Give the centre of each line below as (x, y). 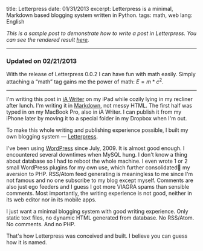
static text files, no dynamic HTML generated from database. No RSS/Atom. (100, 218)
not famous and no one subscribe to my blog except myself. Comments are (100, 180)
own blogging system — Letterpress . (52, 136)
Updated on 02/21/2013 (42, 61)
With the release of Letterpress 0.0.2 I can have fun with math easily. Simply (101, 74)
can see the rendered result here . (48, 40)
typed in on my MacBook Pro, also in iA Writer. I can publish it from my (94, 112)
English (15, 21)
